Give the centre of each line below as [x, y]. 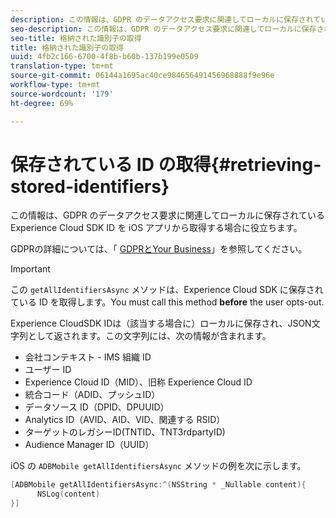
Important [30, 269]
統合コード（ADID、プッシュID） [92, 395]
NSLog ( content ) [68, 494]
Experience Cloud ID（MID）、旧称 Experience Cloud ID [138, 382]
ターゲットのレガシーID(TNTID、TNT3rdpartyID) [125, 432]
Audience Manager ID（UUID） [89, 445]
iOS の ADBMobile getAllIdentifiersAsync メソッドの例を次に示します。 [158, 466]
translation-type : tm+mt [62, 66]
